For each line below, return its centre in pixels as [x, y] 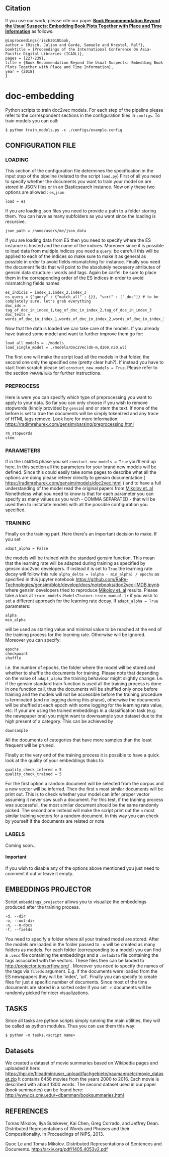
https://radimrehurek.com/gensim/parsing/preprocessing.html [70, 424]
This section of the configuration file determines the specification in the [79, 171]
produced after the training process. [43, 907]
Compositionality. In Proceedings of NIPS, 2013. [55, 1134]
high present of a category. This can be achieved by [59, 721]
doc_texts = [18, 315]
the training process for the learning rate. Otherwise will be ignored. [75, 635]
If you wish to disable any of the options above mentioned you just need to [82, 868]
